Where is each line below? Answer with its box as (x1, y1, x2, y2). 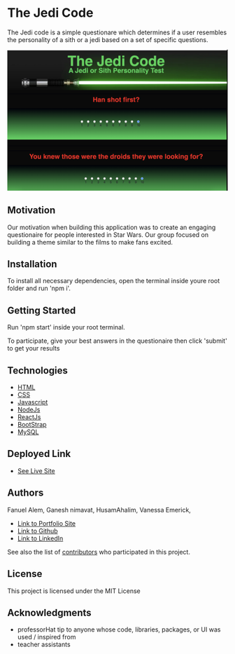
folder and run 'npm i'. (7, 284, 71, 292)
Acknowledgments (7, 606, 92, 618)
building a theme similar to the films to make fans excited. (7, 238, 173, 246)
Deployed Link (7, 448, 71, 460)
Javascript (17, 398, 48, 407)
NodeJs (17, 405, 41, 414)
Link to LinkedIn (17, 534, 64, 543)
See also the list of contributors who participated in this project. (7, 547, 191, 556)
